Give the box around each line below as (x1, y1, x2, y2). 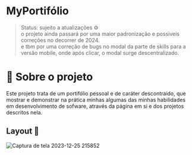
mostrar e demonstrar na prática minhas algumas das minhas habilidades (6, 96, 186, 103)
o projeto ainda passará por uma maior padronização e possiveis (20, 30, 180, 37)
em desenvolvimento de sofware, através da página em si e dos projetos (6, 103, 184, 110)
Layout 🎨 (6, 126, 40, 137)
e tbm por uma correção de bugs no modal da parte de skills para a (20, 43, 186, 50)
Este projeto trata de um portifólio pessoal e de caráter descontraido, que (6, 89, 186, 97)
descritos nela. (6, 108, 43, 116)
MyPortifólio (6, 4, 70, 18)
